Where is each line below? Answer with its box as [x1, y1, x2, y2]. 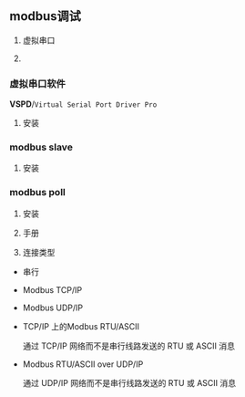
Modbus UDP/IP [22, 302, 84, 313]
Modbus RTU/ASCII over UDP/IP [22, 359, 144, 370]
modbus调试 [9, 8, 82, 25]
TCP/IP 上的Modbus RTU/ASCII [22, 320, 139, 331]
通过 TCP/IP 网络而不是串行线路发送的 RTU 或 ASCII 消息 [22, 340, 235, 351]
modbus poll [9, 186, 66, 199]
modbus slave [9, 141, 73, 153]
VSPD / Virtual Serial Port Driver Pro [9, 99, 158, 110]
